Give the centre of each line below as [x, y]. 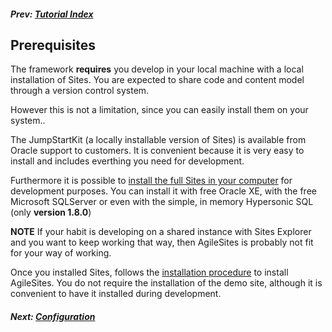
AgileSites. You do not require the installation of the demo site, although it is [166, 283]
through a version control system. [80, 91]
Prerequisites [53, 45]
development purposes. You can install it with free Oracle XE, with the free [163, 191]
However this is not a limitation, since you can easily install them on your [159, 110]
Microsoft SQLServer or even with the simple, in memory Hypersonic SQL [162, 202]
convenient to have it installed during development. [116, 294]
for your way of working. [61, 253]
